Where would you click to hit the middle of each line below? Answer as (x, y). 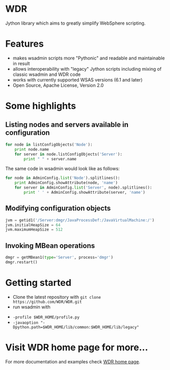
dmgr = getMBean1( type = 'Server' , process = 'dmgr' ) (59, 258)
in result (21, 63)
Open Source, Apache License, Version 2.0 (58, 85)
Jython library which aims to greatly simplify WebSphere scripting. (76, 23)
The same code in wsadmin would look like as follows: (62, 169)
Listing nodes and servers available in (67, 125)
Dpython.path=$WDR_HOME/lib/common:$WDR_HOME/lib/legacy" (76, 327)
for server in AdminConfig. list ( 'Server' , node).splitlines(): (83, 188)
